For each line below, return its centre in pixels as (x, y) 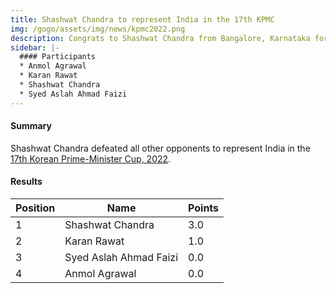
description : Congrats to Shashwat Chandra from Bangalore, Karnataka (160, 38)
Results (26, 182)
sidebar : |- (35, 47)
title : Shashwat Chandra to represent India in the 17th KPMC (142, 19)
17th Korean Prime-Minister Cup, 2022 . (91, 158)
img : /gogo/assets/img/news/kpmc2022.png (98, 29)
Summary (31, 126)
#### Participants (58, 57)
